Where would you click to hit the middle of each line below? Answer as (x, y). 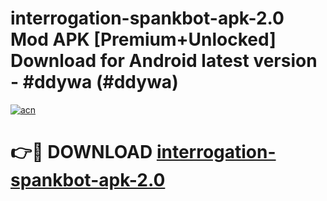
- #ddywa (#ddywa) (94, 82)
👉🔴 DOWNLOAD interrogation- (143, 152)
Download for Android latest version (164, 61)
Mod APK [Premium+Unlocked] (143, 39)
